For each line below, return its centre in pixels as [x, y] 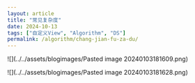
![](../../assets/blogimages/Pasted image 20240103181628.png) [97, 73]
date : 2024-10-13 [32, 26]
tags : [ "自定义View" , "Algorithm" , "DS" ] [67, 33]
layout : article [31, 13]
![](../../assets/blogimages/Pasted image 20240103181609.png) [98, 59]
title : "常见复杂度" [34, 20]
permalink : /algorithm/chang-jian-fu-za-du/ [73, 39]
